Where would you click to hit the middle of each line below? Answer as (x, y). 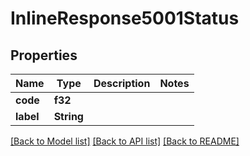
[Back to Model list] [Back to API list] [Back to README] (125, 141)
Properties (44, 55)
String (68, 116)
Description (122, 83)
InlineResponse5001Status (125, 18)
